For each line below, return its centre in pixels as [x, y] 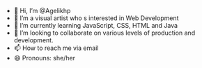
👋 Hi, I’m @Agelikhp [42, 11]
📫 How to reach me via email [56, 48]
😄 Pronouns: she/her [44, 58]
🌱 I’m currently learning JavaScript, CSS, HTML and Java [96, 25]
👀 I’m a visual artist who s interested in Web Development [96, 18]
